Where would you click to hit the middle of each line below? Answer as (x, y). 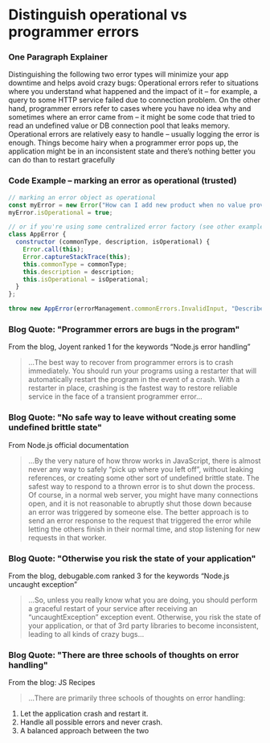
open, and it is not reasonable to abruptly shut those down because (140, 503)
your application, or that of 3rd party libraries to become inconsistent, (143, 626)
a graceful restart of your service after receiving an (113, 608)
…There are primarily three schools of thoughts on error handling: (137, 698)
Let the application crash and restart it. (84, 714)
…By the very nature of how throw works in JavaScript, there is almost (144, 461)
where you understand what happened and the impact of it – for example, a (133, 92)
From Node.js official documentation (69, 445)
